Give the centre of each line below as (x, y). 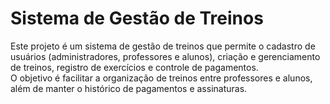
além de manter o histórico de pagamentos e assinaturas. (129, 88)
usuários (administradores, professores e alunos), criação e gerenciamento (165, 56)
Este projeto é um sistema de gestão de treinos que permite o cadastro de (163, 46)
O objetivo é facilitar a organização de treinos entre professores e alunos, (161, 78)
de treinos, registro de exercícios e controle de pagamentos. (134, 67)
